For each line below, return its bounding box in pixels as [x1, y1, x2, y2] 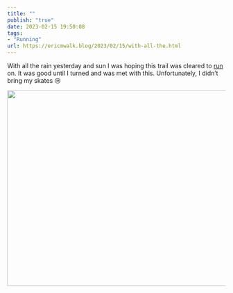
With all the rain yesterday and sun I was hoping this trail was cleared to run [7, 62, 223, 70]
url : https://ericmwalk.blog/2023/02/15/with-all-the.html [7, 42, 182, 49]
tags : [7, 29, 23, 37]
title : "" [7, 10, 36, 17]
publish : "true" [7, 17, 54, 24]
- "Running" [7, 36, 42, 43]
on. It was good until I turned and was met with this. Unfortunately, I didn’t [7, 69, 218, 77]
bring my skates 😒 [7, 77, 61, 84]
